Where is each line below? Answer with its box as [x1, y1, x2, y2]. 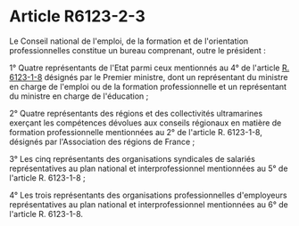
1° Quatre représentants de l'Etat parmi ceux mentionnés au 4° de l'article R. [9, 62, 290, 73]
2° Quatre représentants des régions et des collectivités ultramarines [9, 108, 263, 118]
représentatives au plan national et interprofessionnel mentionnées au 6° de [9, 198, 288, 210]
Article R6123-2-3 [9, 6, 145, 27]
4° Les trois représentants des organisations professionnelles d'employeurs [9, 190, 287, 200]
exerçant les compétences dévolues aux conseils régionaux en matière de [9, 117, 282, 128]
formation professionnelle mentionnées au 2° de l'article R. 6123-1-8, [9, 126, 263, 137]
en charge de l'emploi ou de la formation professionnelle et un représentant [9, 81, 287, 92]
